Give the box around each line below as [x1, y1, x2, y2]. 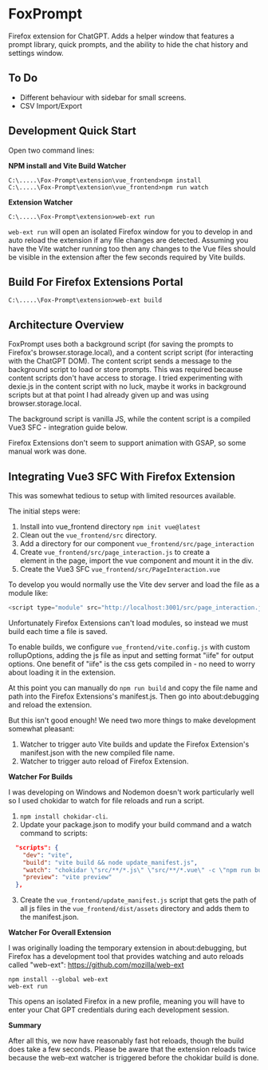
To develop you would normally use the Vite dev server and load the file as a [8, 580, 260, 589]
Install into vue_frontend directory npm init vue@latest [19, 522, 201, 531]
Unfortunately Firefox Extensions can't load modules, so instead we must [8, 618, 249, 628]
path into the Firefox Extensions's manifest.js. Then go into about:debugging [8, 692, 259, 701]
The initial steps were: [8, 506, 81, 516]
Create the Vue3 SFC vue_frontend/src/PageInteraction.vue [19, 565, 221, 573]
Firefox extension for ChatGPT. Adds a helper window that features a [8, 31, 235, 41]
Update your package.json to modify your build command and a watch [19, 819, 252, 829]
